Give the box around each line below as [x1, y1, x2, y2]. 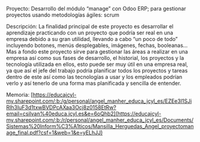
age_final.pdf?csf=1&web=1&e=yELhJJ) [6, 129, 103, 136]
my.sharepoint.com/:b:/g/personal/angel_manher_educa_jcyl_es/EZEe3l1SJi [6, 97, 192, 105]
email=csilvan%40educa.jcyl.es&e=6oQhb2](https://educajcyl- [6, 110, 162, 117]
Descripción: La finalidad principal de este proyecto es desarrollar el [6, 23, 174, 30]
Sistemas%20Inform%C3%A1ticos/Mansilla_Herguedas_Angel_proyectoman [6, 123, 194, 130]
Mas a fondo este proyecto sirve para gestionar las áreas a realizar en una [6, 48, 189, 55]
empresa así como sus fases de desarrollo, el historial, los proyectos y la [6, 55, 185, 61]
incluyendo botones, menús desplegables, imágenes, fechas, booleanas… [6, 42, 188, 49]
